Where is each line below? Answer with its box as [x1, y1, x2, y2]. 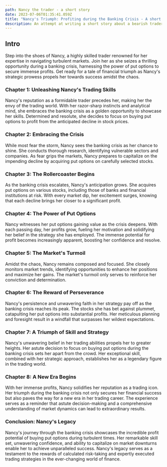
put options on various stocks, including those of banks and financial [5, 187, 147, 193]
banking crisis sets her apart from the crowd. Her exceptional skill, [5, 351, 141, 357]
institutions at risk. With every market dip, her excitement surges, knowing [5, 192, 157, 198]
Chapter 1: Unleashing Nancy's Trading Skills [5, 86, 116, 93]
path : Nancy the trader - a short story [5, 7, 90, 12]
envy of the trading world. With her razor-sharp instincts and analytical [5, 103, 150, 109]
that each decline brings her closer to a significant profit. [5, 197, 122, 204]
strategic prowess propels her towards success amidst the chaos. [5, 74, 140, 80]
